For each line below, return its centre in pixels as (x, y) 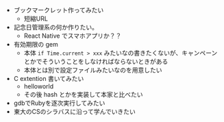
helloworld (39, 86)
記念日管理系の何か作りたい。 (55, 27)
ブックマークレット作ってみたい (59, 10)
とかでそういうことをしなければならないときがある (96, 61)
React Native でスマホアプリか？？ (73, 36)
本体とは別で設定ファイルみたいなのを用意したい (93, 70)
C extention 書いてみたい (49, 78)
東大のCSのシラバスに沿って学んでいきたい (74, 111)
